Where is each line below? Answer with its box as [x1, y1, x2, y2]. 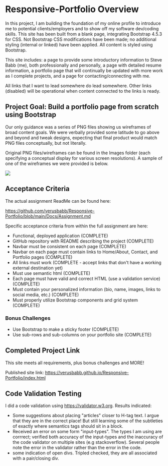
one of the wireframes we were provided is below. [5, 160, 109, 166]
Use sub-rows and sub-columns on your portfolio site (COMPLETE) [12, 331, 152, 337]
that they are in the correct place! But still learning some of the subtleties [12, 418, 163, 424]
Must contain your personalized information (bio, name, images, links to [12, 286, 161, 292]
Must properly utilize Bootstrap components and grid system [12, 297, 138, 303]
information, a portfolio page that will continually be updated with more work [5, 67, 163, 74]
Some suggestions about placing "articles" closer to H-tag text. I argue [12, 413, 159, 419]
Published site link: [5, 369, 44, 375]
